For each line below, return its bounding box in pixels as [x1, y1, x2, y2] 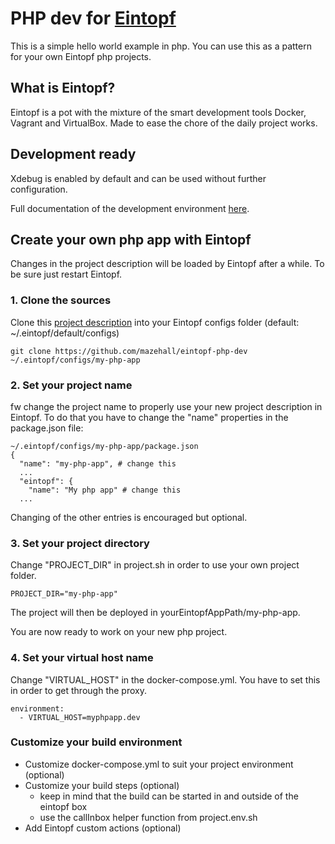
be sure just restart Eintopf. [10, 268, 123, 281]
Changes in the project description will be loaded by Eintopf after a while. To [10, 258, 325, 270]
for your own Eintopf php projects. [10, 50, 152, 62]
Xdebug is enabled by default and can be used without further [10, 172, 267, 184]
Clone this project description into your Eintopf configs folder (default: [10, 316, 300, 328]
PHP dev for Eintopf [10, 7, 177, 30]
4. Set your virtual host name [10, 651, 154, 665]
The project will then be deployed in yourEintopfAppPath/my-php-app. [10, 607, 301, 619]
